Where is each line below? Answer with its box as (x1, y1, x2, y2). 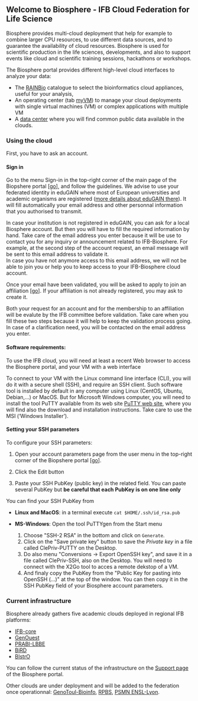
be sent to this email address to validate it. (6, 251, 109, 258)
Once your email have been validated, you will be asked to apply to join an (6, 281, 187, 288)
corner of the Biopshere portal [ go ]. (14, 456, 102, 463)
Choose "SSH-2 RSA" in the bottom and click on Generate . (23, 531, 165, 538)
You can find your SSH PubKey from (6, 497, 95, 504)
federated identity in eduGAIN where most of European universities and (6, 189, 180, 196)
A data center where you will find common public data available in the (14, 115, 184, 122)
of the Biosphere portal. (6, 671, 64, 678)
